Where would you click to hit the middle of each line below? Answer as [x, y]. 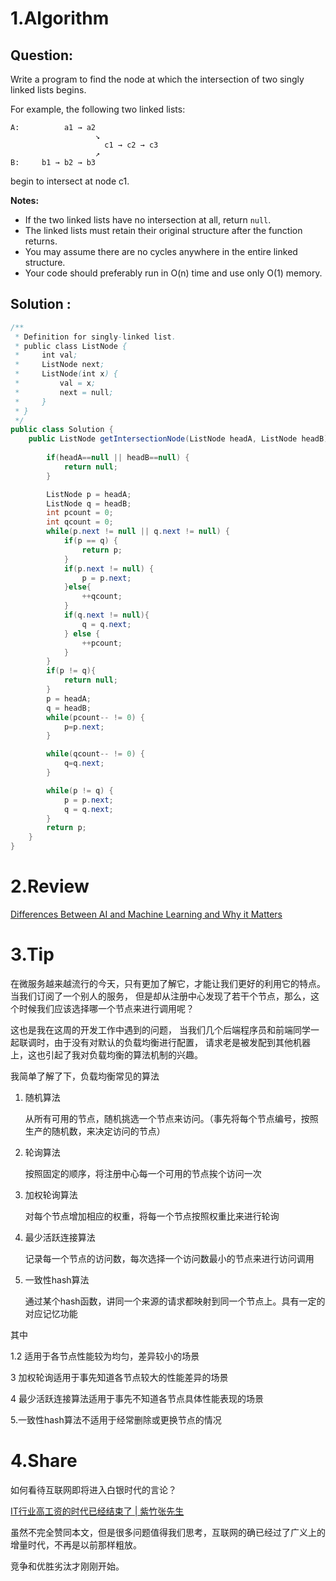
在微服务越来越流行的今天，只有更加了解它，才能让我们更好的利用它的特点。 [168, 983]
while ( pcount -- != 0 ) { [95, 717]
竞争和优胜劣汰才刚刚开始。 [67, 1566]
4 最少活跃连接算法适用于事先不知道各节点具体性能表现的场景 [137, 1398]
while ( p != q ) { [80, 790]
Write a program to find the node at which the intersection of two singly [157, 79]
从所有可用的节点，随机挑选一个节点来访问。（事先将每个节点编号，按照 [171, 1118]
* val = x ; [55, 383]
